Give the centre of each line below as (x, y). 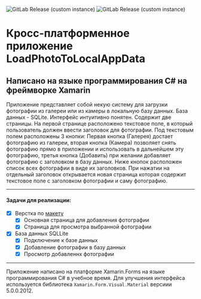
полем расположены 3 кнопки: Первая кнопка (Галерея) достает (90, 136)
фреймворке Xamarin (48, 90)
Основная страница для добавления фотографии (86, 220)
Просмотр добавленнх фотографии (69, 254)
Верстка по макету (39, 213)
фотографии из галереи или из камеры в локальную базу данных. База (97, 111)
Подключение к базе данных (61, 240)
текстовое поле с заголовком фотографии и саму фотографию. (87, 181)
